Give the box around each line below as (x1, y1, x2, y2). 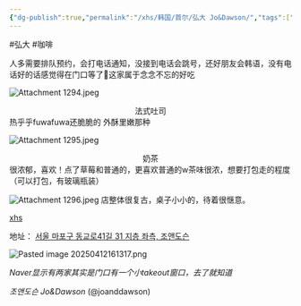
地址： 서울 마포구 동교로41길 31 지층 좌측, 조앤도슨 (9, 230, 190, 242)
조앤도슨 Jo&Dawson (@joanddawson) (9, 285, 150, 296)
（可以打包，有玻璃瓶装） (9, 175, 104, 186)
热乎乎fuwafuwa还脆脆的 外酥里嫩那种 (9, 116, 150, 127)
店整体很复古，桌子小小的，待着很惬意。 (100, 194, 251, 205)
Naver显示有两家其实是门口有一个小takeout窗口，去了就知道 (9, 267, 233, 277)
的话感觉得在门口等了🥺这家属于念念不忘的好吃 (24, 69, 195, 80)
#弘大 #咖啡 (9, 38, 54, 49)
